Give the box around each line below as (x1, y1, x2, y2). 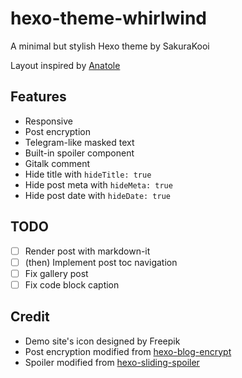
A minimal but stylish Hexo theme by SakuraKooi (10, 40, 210, 52)
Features (10, 88, 67, 106)
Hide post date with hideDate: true (24, 189, 171, 201)
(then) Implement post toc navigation (24, 256, 178, 268)
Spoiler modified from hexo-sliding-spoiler (24, 356, 200, 368)
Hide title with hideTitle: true (24, 168, 152, 180)
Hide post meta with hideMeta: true (24, 178, 173, 191)
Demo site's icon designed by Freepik (24, 335, 181, 347)
